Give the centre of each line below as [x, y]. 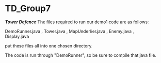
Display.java [17, 36]
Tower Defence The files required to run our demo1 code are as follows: [77, 22]
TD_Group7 [28, 8]
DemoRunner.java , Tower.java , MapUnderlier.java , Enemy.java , [70, 31]
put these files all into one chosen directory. [49, 46]
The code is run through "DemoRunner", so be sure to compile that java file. [81, 55]
